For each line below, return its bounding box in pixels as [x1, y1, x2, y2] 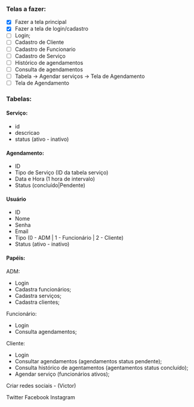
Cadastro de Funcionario [14, 46, 76, 53]
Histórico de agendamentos [14, 59, 84, 66]
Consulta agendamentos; [14, 328, 77, 335]
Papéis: [6, 254, 26, 262]
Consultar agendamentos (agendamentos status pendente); [14, 357, 162, 364]
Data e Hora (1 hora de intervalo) [14, 176, 96, 183]
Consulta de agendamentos [14, 65, 84, 73]
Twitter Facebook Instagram [6, 393, 76, 400]
